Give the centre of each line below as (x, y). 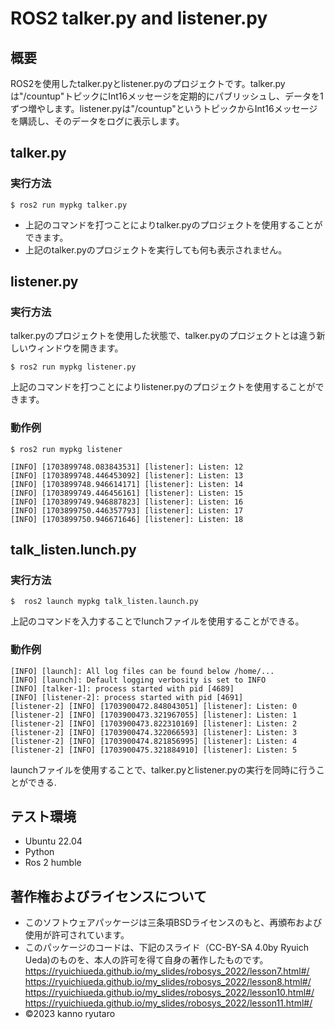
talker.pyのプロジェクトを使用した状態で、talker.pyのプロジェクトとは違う (163, 336)
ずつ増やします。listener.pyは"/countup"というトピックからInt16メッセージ (164, 108)
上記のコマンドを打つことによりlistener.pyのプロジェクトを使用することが (163, 387)
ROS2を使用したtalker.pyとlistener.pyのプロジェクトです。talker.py (148, 83)
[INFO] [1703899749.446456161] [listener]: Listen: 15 (127, 493)
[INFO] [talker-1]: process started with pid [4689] (122, 688)
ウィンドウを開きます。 (75, 348)
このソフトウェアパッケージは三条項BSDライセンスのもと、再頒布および (173, 923)
